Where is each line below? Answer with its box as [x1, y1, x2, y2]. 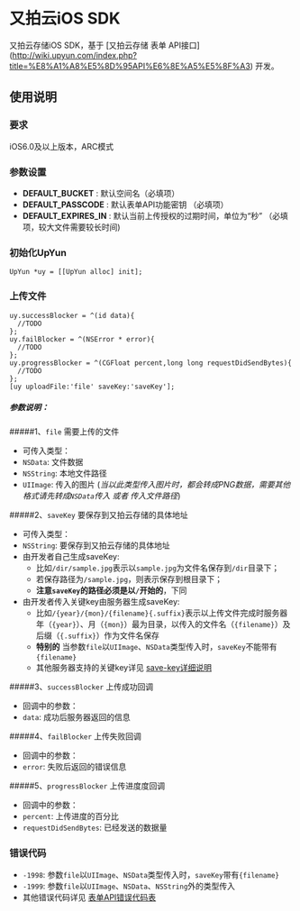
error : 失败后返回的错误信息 [22, 761, 127, 772]
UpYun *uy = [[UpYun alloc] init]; [9, 268, 143, 277]
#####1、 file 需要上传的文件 [9, 426, 120, 437]
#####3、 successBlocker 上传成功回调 [9, 681, 154, 692]
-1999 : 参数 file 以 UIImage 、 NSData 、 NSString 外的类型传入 [22, 880, 236, 891]
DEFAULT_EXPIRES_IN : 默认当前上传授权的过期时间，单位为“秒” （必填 [22, 210, 288, 221]
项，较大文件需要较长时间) [22, 222, 121, 232]
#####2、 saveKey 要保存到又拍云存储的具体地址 [9, 510, 188, 521]
